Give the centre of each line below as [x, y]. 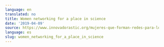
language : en [18, 10]
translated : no [20, 14]
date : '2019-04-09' [25, 23]
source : [13, 28]
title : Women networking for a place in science [55, 19]
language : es [18, 32]
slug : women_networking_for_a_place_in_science [54, 37]
